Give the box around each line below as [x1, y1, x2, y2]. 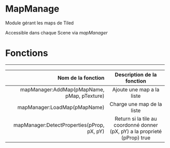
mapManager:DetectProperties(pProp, [13, 121, 105, 128]
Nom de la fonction [57, 74, 105, 81]
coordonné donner [113, 121, 158, 128]
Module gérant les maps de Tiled [5, 20, 74, 26]
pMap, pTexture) [65, 92, 105, 99]
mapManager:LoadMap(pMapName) [17, 103, 105, 110]
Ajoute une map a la [112, 86, 159, 93]
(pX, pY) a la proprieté [109, 128, 162, 135]
